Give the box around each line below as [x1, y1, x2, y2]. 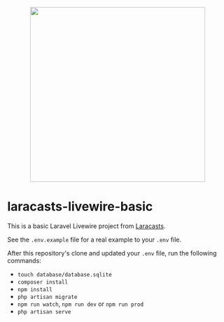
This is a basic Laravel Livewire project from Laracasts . [7, 221, 166, 230]
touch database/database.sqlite [17, 271, 112, 278]
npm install [17, 286, 52, 293]
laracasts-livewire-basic [7, 199, 153, 215]
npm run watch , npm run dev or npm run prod [17, 300, 144, 308]
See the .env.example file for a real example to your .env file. [7, 235, 182, 244]
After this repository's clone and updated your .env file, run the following [7, 248, 217, 257]
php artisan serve [17, 308, 71, 315]
